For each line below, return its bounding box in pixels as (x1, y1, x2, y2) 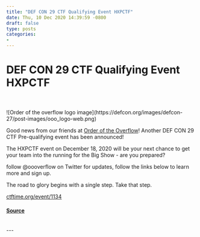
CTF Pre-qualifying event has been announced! (6, 133, 124, 140)
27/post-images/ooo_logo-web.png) (6, 115, 97, 122)
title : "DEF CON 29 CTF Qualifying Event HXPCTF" (6, 8, 134, 15)
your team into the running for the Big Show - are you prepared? (6, 151, 166, 158)
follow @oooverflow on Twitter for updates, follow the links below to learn (6, 163, 190, 170)
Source (6, 207, 25, 214)
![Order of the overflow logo (6, 108, 76, 115)
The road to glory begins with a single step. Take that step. (6, 181, 152, 188)
